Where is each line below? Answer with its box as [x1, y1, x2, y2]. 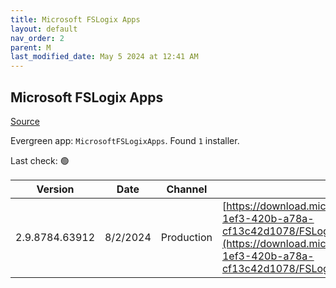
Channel [166, 182, 208, 196]
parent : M [10, 42, 52, 53]
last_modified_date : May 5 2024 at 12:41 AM [10, 52, 199, 62]
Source [10, 115, 40, 127]
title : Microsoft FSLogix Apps [10, 14, 141, 25]
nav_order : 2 [10, 33, 65, 43]
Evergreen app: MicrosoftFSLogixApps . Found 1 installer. [10, 134, 240, 146]
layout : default [10, 24, 78, 34]
